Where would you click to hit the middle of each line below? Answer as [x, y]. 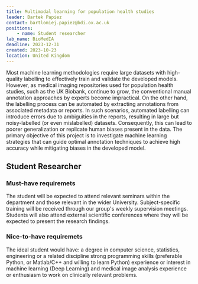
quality [14, 79]
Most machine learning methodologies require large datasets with [86, 72]
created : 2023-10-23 [32, 50]
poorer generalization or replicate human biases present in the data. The [94, 129]
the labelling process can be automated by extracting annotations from [92, 104]
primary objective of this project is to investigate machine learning [87, 135]
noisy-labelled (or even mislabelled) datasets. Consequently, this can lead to [99, 122]
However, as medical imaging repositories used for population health [90, 85]
